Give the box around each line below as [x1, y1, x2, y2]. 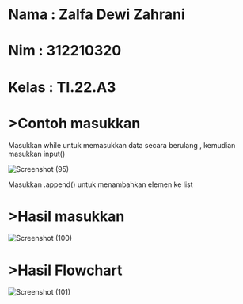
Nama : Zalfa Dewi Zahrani [8, 6, 186, 24]
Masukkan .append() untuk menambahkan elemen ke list [8, 180, 193, 189]
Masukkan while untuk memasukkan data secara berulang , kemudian [8, 140, 236, 150]
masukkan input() [8, 149, 66, 158]
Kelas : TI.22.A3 [8, 78, 116, 96]
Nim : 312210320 [8, 42, 122, 60]
